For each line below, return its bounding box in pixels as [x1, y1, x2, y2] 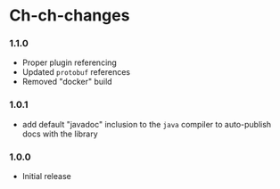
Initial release [21, 171, 71, 182]
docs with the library [21, 128, 98, 139]
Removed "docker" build [21, 77, 113, 87]
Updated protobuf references [21, 67, 131, 78]
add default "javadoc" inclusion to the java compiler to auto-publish [21, 119, 272, 129]
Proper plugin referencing [21, 57, 118, 68]
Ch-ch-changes [9, 5, 130, 26]
